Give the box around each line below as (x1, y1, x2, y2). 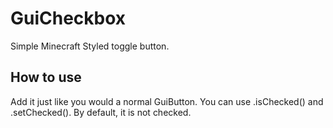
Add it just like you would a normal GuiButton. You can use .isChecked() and (10, 95, 324, 107)
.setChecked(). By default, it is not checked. (10, 106, 192, 118)
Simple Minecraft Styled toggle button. (10, 40, 170, 52)
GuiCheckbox (10, 7, 127, 30)
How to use (10, 69, 82, 86)
